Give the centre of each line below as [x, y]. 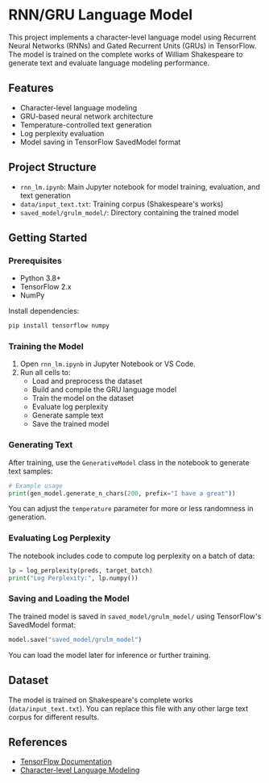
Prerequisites [35, 260]
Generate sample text [68, 415]
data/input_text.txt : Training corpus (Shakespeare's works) [122, 204]
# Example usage [35, 485]
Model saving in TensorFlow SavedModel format [100, 142]
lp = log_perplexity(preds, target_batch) [81, 570]
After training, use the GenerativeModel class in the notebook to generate [129, 462]
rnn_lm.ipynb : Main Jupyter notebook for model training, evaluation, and [140, 186]
